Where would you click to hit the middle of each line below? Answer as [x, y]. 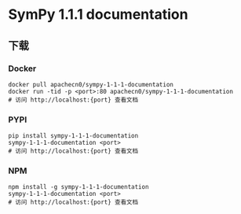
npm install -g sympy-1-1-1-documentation [79, 187]
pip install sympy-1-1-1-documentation [73, 136]
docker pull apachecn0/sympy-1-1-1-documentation [91, 84]
